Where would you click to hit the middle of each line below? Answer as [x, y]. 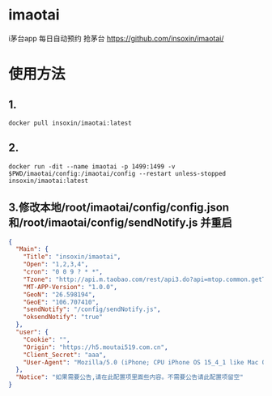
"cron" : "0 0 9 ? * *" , [63, 272]
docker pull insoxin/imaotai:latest [70, 123]
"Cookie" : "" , [47, 339]
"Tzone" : [38, 279]
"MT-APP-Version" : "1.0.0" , [70, 287]
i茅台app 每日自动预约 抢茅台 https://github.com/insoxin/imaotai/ [116, 38]
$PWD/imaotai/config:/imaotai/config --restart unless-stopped [117, 173]
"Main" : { [32, 249]
